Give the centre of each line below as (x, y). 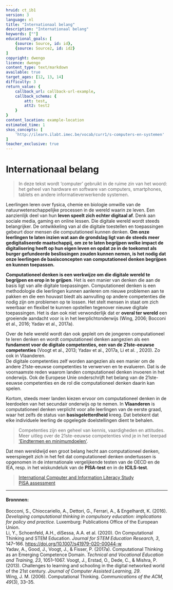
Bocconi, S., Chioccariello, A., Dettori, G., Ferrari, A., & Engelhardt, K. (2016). (86, 511)
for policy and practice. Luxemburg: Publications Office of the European (82, 522)
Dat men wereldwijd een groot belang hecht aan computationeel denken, (83, 451)
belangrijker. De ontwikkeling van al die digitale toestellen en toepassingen (85, 226)
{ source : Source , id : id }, (44, 44)
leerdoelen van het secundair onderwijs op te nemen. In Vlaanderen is (81, 404)
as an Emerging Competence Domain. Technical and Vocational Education (85, 555)
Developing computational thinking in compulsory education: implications (84, 516)
